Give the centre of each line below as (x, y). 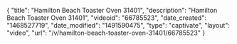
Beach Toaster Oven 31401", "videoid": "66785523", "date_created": (107, 18)
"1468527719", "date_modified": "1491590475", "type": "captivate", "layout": (118, 25)
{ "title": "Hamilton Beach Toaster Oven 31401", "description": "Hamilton (112, 10)
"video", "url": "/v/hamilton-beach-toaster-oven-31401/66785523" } (106, 33)
